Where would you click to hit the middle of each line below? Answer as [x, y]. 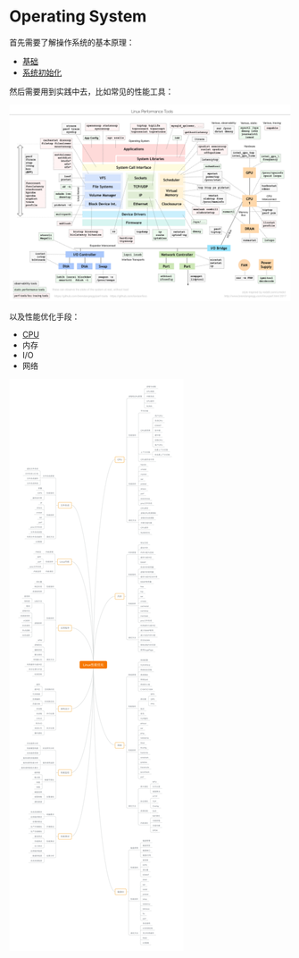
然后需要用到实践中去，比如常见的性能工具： [91, 91]
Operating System [78, 17]
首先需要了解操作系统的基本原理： [72, 42]
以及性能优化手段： [45, 317]
